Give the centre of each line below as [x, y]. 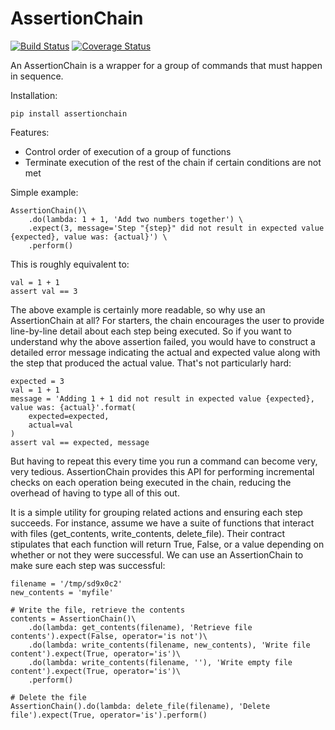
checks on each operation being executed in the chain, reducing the [151, 482]
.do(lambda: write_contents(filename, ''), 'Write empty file [160, 662]
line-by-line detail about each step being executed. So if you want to [151, 331]
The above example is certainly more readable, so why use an [138, 309]
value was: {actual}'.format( [73, 407]
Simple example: [44, 192]
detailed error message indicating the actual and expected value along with [165, 352]
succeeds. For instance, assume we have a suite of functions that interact [162, 523]
